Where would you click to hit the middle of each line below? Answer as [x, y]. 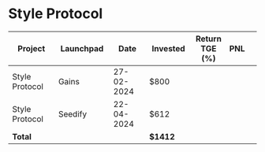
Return [209, 39]
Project [32, 48]
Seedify [73, 113]
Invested [168, 48]
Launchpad [82, 48]
